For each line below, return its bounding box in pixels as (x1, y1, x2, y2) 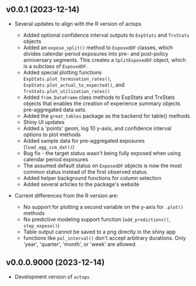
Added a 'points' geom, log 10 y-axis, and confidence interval (23, 125, 171, 132)
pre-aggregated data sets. (23, 106, 87, 113)
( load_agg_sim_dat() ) (23, 143, 75, 150)
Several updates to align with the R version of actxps (14, 20, 142, 27)
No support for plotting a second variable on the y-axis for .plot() (23, 203, 184, 210)
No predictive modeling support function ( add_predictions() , (23, 216, 171, 223)
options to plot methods (23, 131, 81, 138)
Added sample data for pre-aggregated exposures (23, 137, 145, 144)
